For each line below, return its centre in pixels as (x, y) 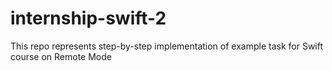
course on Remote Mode (61, 56)
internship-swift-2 (88, 18)
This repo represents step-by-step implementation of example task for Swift (167, 46)
